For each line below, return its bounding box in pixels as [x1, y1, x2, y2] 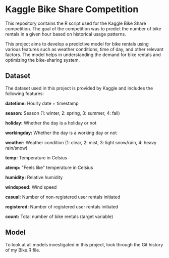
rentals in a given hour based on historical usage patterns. [5, 31, 126, 37]
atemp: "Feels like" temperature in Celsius [5, 164, 93, 170]
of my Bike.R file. [5, 247, 40, 253]
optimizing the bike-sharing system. [5, 57, 80, 63]
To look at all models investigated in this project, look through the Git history [5, 241, 163, 247]
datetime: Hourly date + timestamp [5, 100, 79, 106]
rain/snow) [5, 145, 28, 151]
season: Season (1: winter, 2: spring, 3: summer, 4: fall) [5, 110, 120, 116]
